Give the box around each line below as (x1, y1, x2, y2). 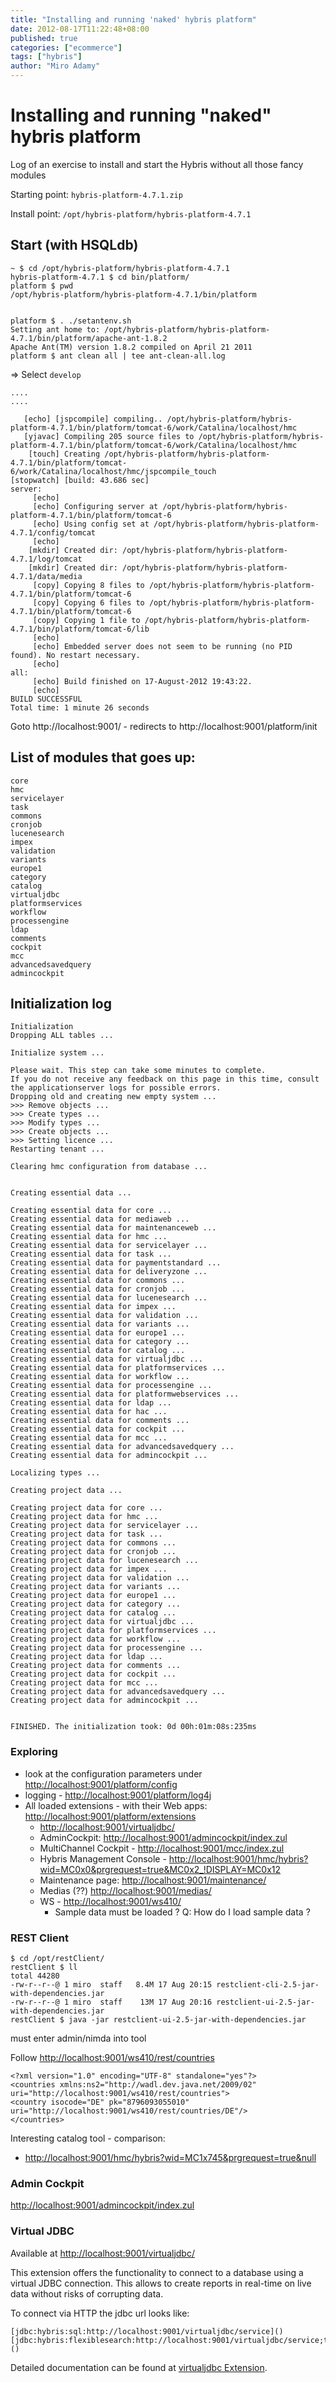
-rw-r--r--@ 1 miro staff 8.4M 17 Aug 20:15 (10, 1979, 213, 1990)
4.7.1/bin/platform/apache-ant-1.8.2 (10, 333, 168, 343)
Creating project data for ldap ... (10, 1652, 163, 1662)
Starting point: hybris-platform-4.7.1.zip (10, 188, 183, 200)
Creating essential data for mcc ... (10, 1433, 168, 1443)
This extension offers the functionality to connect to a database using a (10, 2266, 304, 2278)
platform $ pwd (10, 281, 74, 291)
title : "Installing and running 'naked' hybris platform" (10, 14, 257, 25)
